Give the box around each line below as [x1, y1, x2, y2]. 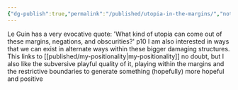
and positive [7, 75, 44, 83]
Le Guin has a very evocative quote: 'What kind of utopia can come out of [7, 30, 222, 38]
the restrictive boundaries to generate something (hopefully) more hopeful [7, 67, 225, 75]
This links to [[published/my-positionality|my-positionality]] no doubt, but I [7, 52, 225, 60]
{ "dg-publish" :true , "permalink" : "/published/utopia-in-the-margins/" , [7, 10, 220, 18]
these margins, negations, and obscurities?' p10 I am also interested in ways [7, 37, 229, 46]
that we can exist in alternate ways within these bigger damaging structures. [7, 44, 230, 53]
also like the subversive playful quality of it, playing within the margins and [7, 59, 225, 67]
